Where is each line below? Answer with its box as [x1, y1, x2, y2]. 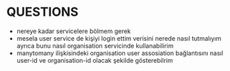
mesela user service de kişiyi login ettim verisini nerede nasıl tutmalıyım [16, 34, 222, 42]
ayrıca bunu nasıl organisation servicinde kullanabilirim [16, 41, 174, 50]
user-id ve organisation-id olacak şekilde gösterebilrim [16, 56, 173, 64]
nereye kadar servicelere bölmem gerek [16, 27, 131, 35]
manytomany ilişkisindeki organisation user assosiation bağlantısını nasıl [16, 49, 224, 57]
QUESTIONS [6, 4, 79, 20]
